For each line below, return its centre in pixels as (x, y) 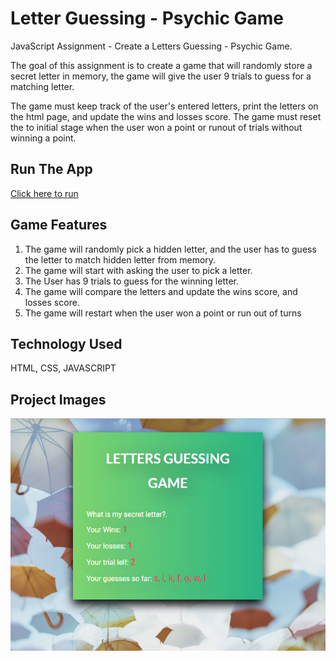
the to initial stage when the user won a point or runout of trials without (156, 127)
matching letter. (42, 86)
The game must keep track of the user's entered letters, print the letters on (164, 106)
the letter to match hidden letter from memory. (120, 259)
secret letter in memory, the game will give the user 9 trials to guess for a (161, 76)
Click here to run (44, 193)
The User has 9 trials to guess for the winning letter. (132, 281)
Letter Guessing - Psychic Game (147, 18)
